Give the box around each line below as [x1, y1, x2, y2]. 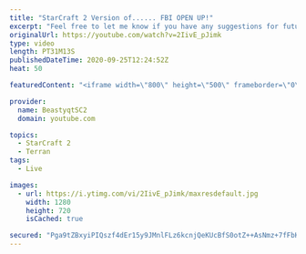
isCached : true [25, 215, 84, 224]
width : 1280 [25, 198, 71, 207]
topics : [9, 130, 39, 139]
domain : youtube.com [17, 114, 96, 123]
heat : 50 [9, 65, 43, 74]
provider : [9, 97, 47, 106]
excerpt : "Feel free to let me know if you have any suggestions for [9, 22, 280, 31]
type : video [9, 38, 55, 48]
